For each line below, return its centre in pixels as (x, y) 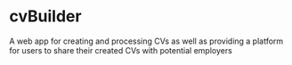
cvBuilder (45, 16)
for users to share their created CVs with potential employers (121, 50)
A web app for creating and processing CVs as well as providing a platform (146, 41)
